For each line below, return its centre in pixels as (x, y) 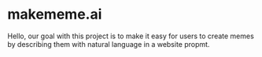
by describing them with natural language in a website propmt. (109, 44)
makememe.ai (55, 14)
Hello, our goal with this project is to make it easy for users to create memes (131, 36)
